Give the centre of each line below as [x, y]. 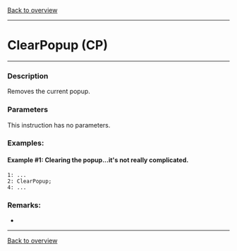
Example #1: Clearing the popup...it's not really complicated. [98, 160]
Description [28, 75]
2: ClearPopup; [30, 181]
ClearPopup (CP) [57, 45]
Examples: [26, 143]
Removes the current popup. [49, 92]
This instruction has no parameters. [59, 125]
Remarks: [24, 205]
